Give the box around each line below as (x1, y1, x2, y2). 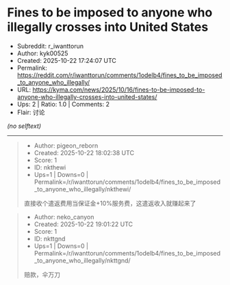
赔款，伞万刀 (23, 270, 60, 278)
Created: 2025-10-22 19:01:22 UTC (34, 220, 133, 228)
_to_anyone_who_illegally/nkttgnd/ (34, 256, 131, 264)
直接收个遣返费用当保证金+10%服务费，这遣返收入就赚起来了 (23, 199, 196, 207)
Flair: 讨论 (16, 108, 45, 116)
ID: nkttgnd (34, 234, 66, 243)
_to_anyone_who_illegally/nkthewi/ (34, 185, 131, 193)
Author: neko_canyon (34, 213, 94, 221)
